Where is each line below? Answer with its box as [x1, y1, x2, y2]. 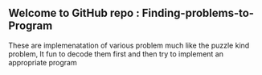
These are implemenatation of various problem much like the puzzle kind [8, 40, 250, 50]
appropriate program [8, 57, 78, 67]
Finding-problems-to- [141, 6, 255, 20]
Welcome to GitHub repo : [8, 6, 140, 20]
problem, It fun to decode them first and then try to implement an [8, 48, 223, 59]
